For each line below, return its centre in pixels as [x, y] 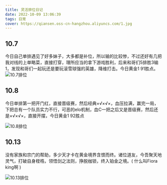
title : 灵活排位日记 [24, 10]
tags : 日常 [16, 19]
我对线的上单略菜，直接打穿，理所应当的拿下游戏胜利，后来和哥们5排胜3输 [82, 62]
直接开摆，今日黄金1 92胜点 [56, 116]
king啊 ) [13, 167]
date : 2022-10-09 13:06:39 [33, 14]
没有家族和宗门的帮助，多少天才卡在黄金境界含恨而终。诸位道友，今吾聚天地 [83, 155]
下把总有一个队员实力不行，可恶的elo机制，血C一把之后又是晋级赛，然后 [80, 109]
